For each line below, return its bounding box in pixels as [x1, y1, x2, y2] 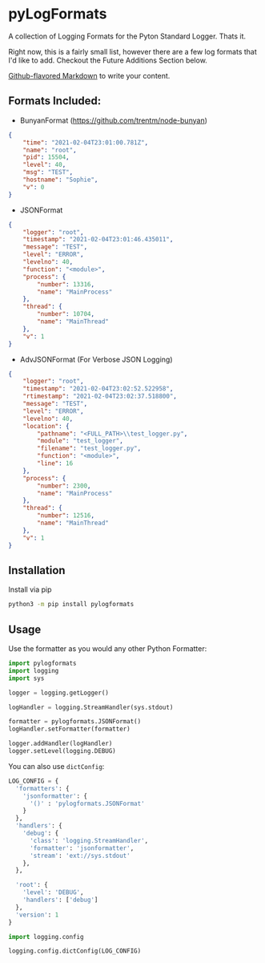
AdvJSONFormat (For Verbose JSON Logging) [19, 354, 174, 364]
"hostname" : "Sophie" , [22, 176, 98, 184]
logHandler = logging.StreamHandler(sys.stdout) [8, 703, 174, 711]
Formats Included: [8, 94, 102, 108]
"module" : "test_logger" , [37, 437, 124, 445]
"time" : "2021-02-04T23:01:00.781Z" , [22, 138, 149, 147]
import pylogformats [8, 659, 78, 667]
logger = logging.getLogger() [8, 689, 110, 697]
